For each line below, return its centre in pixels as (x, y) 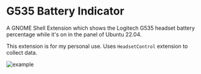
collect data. (22, 52)
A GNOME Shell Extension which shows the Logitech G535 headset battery (100, 28)
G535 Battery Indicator (65, 11)
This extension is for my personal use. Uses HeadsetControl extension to (97, 46)
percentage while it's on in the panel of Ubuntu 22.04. (74, 34)
